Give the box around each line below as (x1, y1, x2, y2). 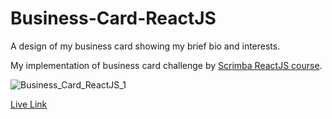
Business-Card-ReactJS (10, 7, 217, 30)
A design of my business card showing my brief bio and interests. (10, 40, 281, 52)
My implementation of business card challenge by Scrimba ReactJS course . (10, 59, 323, 71)
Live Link (10, 98, 48, 110)
